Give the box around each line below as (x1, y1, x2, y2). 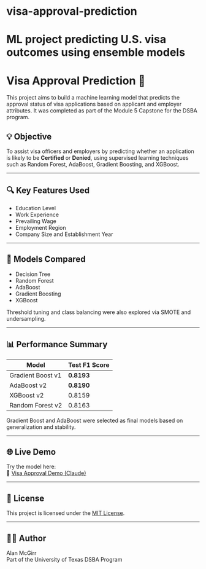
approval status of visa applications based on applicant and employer (6, 100, 182, 108)
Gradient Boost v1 (9, 371, 62, 379)
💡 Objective (6, 131, 52, 142)
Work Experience (15, 211, 59, 218)
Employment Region (15, 224, 66, 231)
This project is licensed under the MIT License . (6, 509, 125, 517)
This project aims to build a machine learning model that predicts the (6, 94, 180, 101)
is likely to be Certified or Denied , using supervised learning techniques (6, 154, 189, 162)
